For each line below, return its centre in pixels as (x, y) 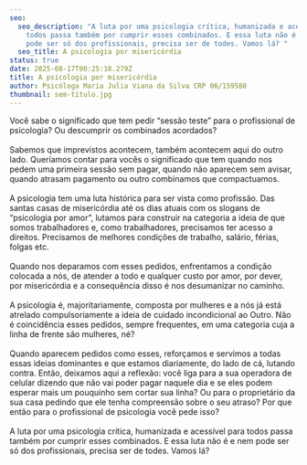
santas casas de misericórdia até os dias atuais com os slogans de (135, 207)
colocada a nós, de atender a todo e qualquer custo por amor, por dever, (146, 276)
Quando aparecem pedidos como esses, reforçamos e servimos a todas (145, 354)
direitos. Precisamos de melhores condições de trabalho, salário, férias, (144, 237)
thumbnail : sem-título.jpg (61, 94)
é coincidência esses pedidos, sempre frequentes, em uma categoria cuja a (152, 324)
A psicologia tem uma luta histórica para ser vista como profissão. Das (143, 198)
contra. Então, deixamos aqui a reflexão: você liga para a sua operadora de (151, 373)
